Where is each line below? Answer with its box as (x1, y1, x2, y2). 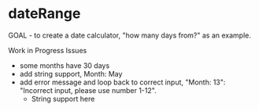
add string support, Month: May (19, 69, 123, 78)
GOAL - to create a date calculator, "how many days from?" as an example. (8, 30, 252, 40)
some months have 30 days (19, 60, 110, 70)
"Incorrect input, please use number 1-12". (19, 85, 157, 95)
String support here (31, 94, 95, 103)
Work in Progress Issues (8, 45, 87, 55)
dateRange (8, 5, 81, 23)
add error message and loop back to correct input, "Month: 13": (19, 77, 226, 87)
